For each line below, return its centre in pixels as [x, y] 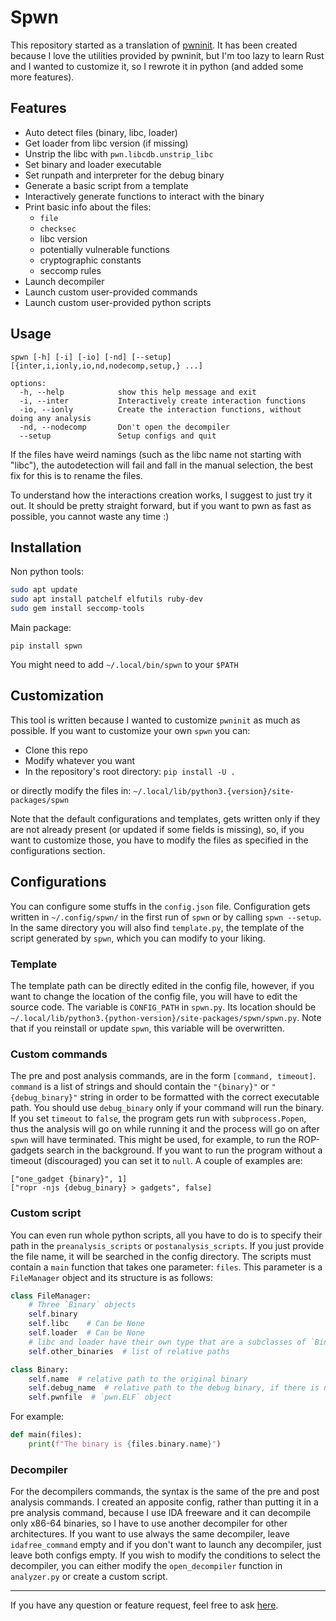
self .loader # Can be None [86, 1333]
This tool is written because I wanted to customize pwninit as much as [155, 720]
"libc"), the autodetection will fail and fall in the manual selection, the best [162, 465]
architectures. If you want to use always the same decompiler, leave [150, 1534]
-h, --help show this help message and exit [138, 392]
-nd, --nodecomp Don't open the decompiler [124, 427]
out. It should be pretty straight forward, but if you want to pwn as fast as [161, 505]
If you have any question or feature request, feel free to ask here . [144, 1605]
